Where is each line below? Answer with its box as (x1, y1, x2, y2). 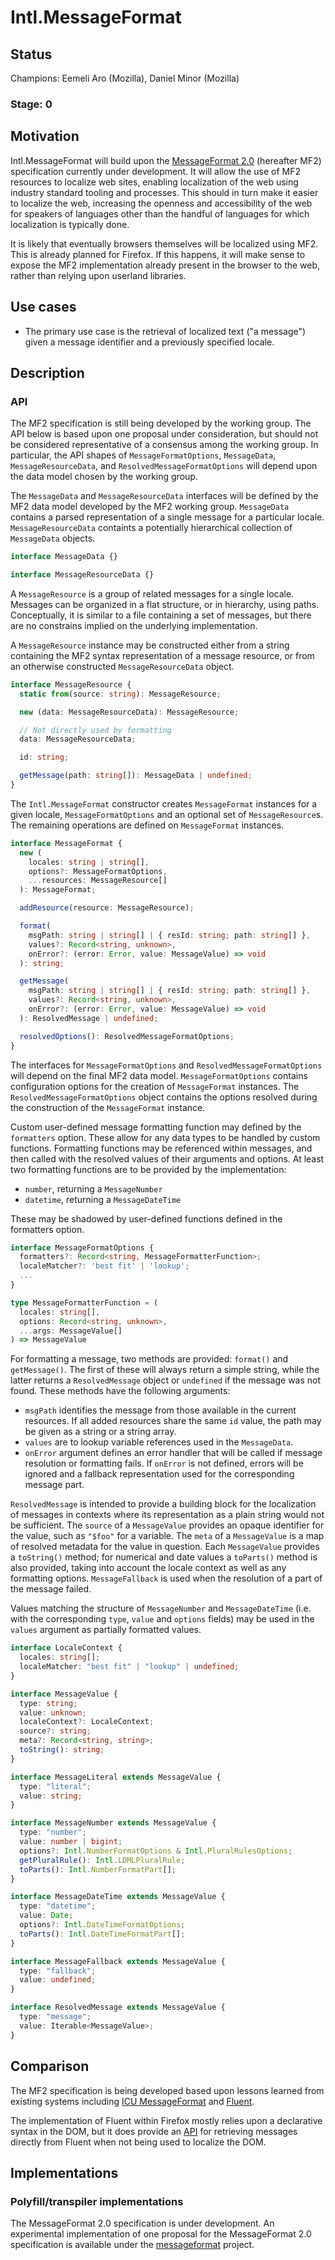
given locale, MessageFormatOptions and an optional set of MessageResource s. (10, 808, 324, 820)
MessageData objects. (10, 532, 96, 545)
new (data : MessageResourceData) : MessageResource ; (19, 707, 240, 717)
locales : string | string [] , (28, 857, 150, 867)
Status (10, 46, 53, 63)
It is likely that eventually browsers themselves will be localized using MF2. (10, 237, 319, 250)
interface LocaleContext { (10, 1643, 123, 1653)
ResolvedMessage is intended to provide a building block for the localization (10, 1498, 317, 1510)
